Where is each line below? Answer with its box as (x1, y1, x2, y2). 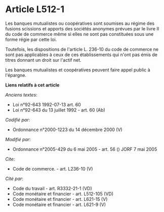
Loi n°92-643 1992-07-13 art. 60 (12, 101, 81, 107)
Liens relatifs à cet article (5, 82, 60, 88)
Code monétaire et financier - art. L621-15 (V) (12, 196, 108, 202)
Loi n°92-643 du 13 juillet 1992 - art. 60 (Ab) (12, 107, 105, 113)
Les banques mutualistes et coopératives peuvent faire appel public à (5, 67, 150, 73)
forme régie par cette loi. (5, 36, 57, 43)
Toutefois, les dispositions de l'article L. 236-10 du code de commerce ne (5, 46, 158, 52)
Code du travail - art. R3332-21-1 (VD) (12, 185, 92, 191)
